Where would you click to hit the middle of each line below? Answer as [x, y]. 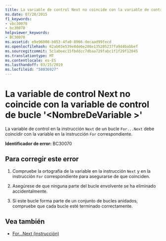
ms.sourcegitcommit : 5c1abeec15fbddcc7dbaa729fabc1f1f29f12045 [72, 51]
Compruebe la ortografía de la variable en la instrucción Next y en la [81, 171]
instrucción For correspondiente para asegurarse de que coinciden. [81, 176]
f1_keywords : [19, 19]
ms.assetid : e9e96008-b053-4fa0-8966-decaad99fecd [58, 42]
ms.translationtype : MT [30, 56]
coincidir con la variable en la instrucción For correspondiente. [69, 134]
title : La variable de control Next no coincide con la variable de [77, 10]
